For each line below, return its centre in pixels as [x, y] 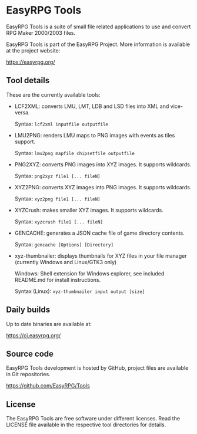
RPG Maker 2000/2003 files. [41, 32]
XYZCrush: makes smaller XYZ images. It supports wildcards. [89, 210]
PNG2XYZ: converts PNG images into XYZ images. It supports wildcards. [103, 164]
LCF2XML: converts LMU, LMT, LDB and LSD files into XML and [92, 106]
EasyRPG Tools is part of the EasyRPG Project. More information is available [98, 44]
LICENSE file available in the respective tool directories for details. [86, 425]
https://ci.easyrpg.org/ [34, 335]
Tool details [28, 80]
